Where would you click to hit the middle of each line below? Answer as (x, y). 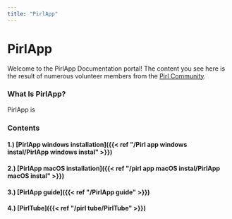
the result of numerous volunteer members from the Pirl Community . (106, 76)
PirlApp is (21, 109)
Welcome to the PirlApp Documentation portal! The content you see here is (116, 69)
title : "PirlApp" (33, 14)
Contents (24, 128)
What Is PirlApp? (37, 94)
